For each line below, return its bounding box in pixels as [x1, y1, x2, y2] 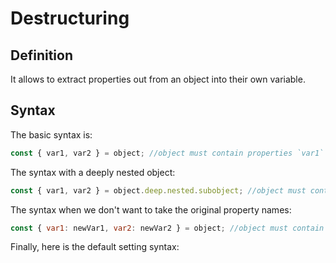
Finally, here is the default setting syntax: [10, 241, 180, 253]
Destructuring [10, 7, 130, 30]
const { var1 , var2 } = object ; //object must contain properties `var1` [10, 148, 325, 158]
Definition [10, 47, 73, 64]
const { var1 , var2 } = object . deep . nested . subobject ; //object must [10, 185, 307, 196]
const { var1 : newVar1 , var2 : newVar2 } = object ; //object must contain [10, 223, 325, 233]
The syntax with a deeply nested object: [10, 166, 176, 178]
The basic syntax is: [10, 128, 93, 141]
